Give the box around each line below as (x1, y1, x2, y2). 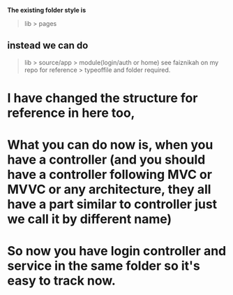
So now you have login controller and (7, 243, 227, 259)
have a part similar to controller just (7, 196, 218, 213)
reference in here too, (7, 105, 135, 121)
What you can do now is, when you (7, 137, 213, 153)
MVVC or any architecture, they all (7, 182, 211, 198)
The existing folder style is (7, 6, 86, 14)
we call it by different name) (7, 211, 172, 227)
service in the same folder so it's (7, 258, 200, 274)
